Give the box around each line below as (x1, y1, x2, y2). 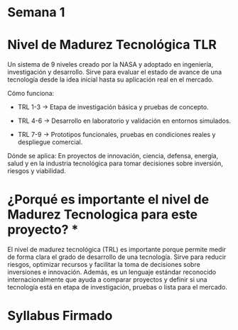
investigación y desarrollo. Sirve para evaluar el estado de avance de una (7, 68, 222, 77)
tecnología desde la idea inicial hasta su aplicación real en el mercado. (7, 75, 215, 84)
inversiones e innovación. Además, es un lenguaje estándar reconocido (7, 268, 217, 277)
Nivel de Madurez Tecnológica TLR (7, 37, 217, 53)
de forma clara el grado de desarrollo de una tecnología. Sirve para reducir (7, 253, 227, 261)
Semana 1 (7, 4, 65, 21)
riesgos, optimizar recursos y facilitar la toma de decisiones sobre (7, 260, 200, 269)
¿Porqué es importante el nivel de (7, 192, 210, 208)
